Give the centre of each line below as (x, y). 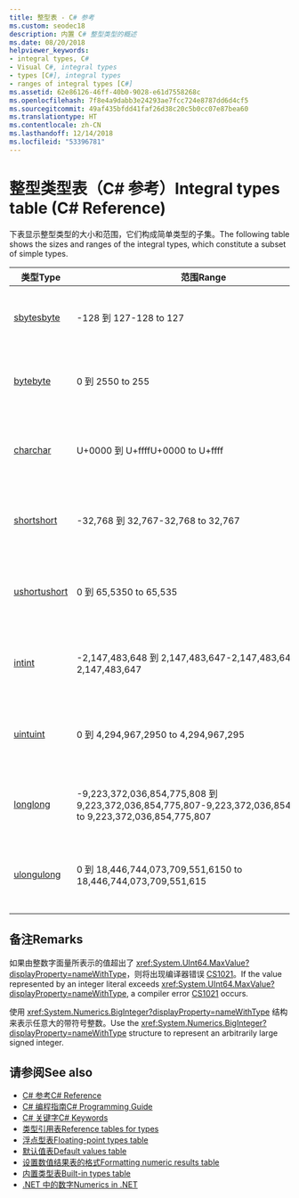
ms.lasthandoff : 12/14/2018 (61, 134)
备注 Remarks (46, 940)
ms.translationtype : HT (53, 117)
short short (36, 520)
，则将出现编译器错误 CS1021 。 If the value (204, 973)
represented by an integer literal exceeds (85, 984)
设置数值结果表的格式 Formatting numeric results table (121, 1162)
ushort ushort (41, 591)
